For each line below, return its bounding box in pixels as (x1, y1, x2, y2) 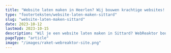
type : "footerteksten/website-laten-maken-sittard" (5, 12, 117, 17)
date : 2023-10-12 (5, 21, 42, 27)
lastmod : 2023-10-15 (5, 26, 49, 31)
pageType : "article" (5, 36, 49, 41)
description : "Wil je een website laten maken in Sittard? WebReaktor (5, 31, 158, 36)
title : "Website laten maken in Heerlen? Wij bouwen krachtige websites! (5, 7, 165, 13)
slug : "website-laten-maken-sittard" (5, 17, 85, 22)
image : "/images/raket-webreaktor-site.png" (5, 40, 101, 45)
